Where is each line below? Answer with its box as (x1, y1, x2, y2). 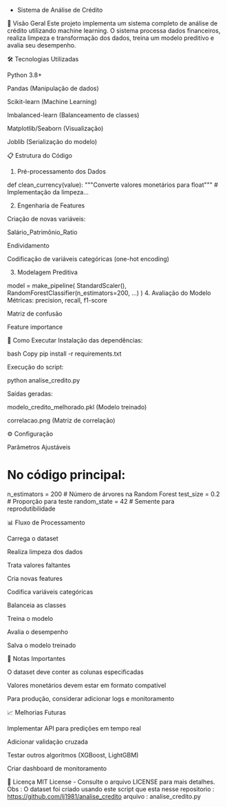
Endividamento (7, 241, 50, 249)
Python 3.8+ (7, 71, 43, 79)
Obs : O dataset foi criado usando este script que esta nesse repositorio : (7, 785, 215, 793)
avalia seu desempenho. (7, 41, 76, 49)
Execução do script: (7, 363, 64, 371)
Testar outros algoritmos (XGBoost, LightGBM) (7, 750, 139, 759)
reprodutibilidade (7, 504, 56, 513)
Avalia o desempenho (7, 627, 69, 636)
